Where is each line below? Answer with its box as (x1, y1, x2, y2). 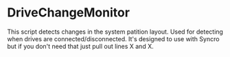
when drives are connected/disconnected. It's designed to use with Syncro (7, 34, 220, 43)
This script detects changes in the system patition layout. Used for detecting (7, 27, 223, 36)
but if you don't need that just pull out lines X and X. (7, 42, 154, 50)
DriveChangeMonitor (7, 5, 130, 21)
